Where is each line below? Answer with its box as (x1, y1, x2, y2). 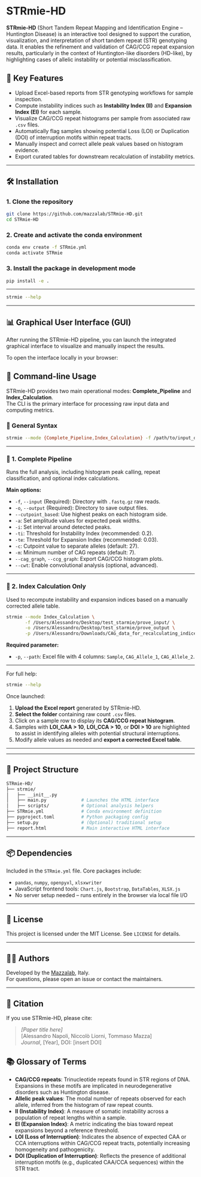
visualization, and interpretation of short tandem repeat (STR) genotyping (6, 37, 187, 44)
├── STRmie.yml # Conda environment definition (6, 808, 162, 814)
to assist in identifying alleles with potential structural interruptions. (14, 730, 181, 737)
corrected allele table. (6, 602, 60, 609)
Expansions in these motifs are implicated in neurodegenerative (14, 1082, 172, 1089)
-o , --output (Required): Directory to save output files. (14, 505, 148, 512)
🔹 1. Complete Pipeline (6, 455, 72, 463)
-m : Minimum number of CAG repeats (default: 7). (14, 549, 136, 556)
